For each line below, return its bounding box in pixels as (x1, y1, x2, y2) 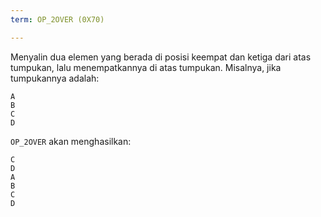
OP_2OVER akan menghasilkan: (10, 135, 132, 147)
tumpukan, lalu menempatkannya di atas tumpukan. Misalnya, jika (10, 61, 282, 73)
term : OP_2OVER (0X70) (10, 14, 105, 25)
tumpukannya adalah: (10, 72, 100, 84)
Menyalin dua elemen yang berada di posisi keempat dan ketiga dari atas (10, 51, 312, 63)
